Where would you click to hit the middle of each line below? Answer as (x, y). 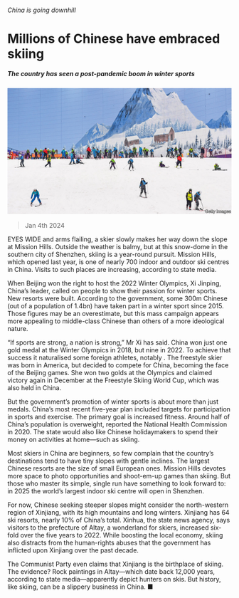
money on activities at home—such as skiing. (74, 440)
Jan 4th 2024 (45, 226)
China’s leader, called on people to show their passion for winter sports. (112, 291)
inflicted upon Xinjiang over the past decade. (73, 550)
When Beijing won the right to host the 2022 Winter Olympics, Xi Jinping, (115, 283)
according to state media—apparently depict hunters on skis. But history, (115, 579)
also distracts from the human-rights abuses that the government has (109, 543)
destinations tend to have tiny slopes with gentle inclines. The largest (108, 461)
